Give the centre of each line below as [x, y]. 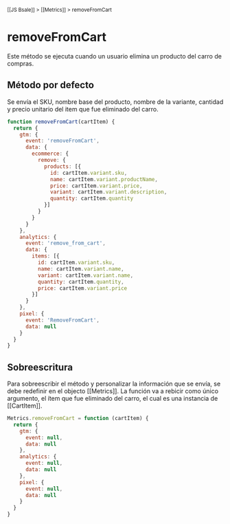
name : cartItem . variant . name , [81, 269]
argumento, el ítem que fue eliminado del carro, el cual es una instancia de [113, 399]
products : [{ [62, 166]
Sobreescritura [40, 367]
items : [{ [46, 256]
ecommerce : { [50, 154]
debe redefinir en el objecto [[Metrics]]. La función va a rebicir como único [113, 391]
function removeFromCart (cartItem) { [61, 122]
